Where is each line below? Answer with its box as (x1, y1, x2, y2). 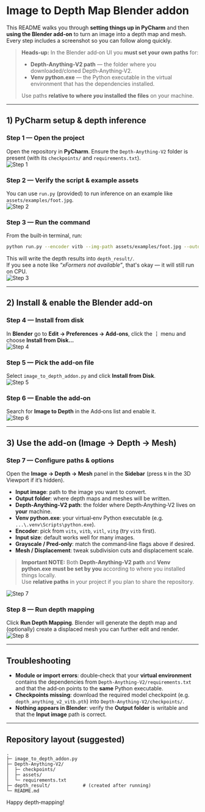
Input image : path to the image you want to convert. (15, 489, 146, 496)
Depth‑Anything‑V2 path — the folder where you (30, 61, 157, 68)
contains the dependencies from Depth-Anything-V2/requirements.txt (15, 678, 192, 685)
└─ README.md (6, 788, 40, 794)
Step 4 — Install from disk (6, 316, 84, 325)
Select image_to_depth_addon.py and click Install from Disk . (6, 372, 156, 380)
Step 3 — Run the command (6, 218, 90, 226)
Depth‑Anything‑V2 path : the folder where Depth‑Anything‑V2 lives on (15, 501, 196, 509)
